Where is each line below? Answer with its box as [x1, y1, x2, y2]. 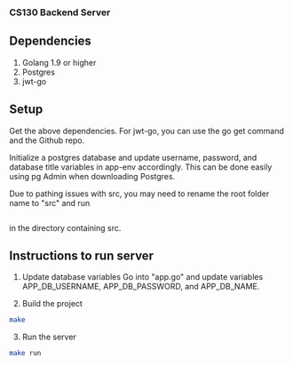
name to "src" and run [9, 197, 91, 208]
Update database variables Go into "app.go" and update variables [21, 272, 264, 282]
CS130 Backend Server [9, 6, 111, 19]
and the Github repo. [9, 135, 85, 146]
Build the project [21, 298, 83, 309]
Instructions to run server [9, 248, 154, 263]
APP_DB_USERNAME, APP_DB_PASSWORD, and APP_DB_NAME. [21, 282, 260, 292]
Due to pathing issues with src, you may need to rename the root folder [9, 188, 270, 199]
